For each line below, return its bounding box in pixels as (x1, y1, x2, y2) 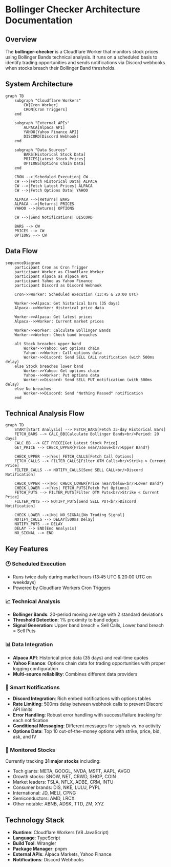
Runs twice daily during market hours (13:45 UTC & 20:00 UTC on (12, 574, 152, 580)
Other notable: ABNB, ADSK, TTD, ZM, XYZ (12, 801, 104, 807)
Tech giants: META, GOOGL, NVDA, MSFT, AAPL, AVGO (12, 768, 131, 774)
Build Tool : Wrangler (12, 840, 56, 846)
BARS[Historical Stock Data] (24, 152, 86, 157)
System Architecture (5, 80, 73, 88)
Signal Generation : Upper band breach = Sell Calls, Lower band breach (12, 623, 164, 629)
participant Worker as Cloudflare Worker (14, 269, 104, 274)
